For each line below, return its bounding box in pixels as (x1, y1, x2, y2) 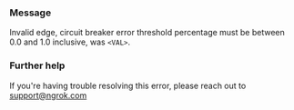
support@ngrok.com (9, 89, 87, 101)
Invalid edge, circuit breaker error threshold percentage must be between (9, 27, 285, 38)
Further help (9, 59, 66, 72)
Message (9, 6, 52, 19)
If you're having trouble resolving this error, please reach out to (9, 80, 247, 91)
